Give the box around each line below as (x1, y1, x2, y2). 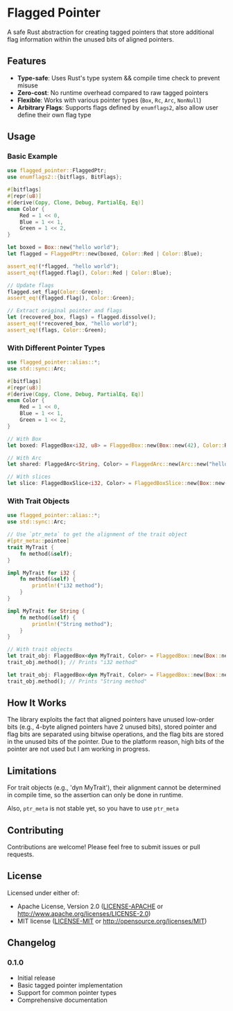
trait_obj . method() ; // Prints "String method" (7, 678, 148, 685)
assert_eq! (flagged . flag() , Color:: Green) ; (7, 295, 135, 302)
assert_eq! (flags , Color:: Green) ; (7, 326, 107, 334)
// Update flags (7, 282, 54, 289)
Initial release (17, 974, 55, 982)
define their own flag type (17, 110, 92, 119)
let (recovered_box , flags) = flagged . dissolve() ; (7, 314, 157, 321)
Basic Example (7, 151, 58, 161)
